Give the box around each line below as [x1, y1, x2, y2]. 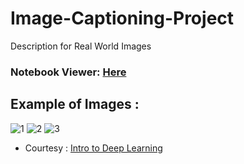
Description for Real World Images [10, 40, 152, 52]
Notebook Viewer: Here [10, 65, 127, 79]
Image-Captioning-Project [10, 7, 235, 30]
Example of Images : [10, 96, 140, 113]
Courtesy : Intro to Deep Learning [24, 142, 163, 154]
